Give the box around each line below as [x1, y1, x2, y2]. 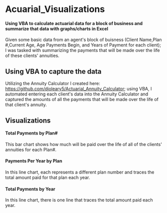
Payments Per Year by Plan [5, 158, 62, 164]
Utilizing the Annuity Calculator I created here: [5, 80, 100, 86]
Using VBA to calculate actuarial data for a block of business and [5, 20, 143, 26]
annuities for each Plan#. [5, 146, 56, 152]
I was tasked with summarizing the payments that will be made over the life [5, 47, 160, 53]
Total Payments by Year [5, 186, 55, 192]
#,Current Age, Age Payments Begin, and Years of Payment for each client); [5, 42, 161, 48]
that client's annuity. [5, 101, 47, 108]
